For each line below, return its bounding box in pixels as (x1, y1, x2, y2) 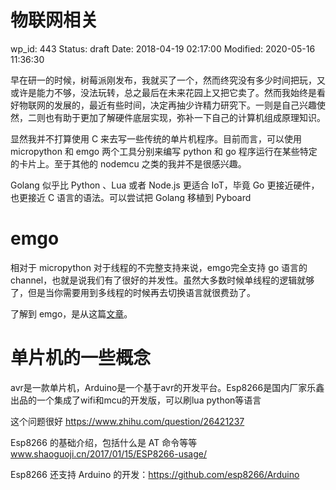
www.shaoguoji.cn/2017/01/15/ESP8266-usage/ (10, 447, 207, 460)
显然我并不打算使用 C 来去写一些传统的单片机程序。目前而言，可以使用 (10, 132, 303, 145)
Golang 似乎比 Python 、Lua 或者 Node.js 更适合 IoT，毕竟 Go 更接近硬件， (10, 179, 320, 191)
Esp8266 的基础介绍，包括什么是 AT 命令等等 (10, 436, 198, 448)
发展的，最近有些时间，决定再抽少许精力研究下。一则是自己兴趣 (53, 99, 317, 111)
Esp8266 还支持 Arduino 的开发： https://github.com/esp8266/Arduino (10, 468, 300, 480)
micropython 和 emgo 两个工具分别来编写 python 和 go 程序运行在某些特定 (10, 145, 318, 157)
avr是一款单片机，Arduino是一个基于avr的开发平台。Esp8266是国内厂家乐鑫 (10, 381, 325, 393)
